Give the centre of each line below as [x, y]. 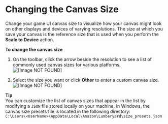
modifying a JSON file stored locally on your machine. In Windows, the [77, 106]
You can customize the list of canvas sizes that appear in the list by [76, 101]
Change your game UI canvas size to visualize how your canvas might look [83, 23]
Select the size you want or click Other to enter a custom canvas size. [86, 80]
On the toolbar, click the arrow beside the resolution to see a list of [82, 59]
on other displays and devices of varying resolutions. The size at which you [84, 28]
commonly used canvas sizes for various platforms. [66, 65]
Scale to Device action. [30, 40]
